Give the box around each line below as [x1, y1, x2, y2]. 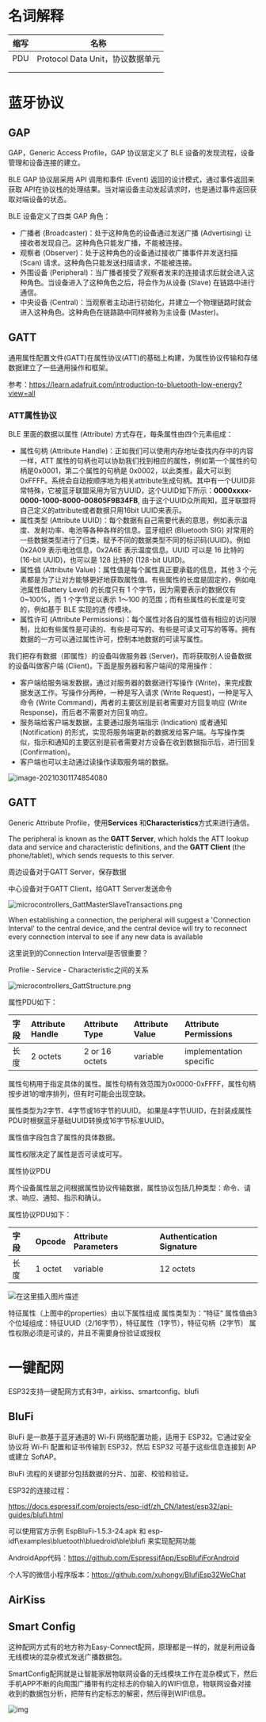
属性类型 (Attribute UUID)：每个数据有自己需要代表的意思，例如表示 [19, 516, 241, 525]
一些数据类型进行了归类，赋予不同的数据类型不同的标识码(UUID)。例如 [19, 536, 251, 545]
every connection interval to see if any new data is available [8, 932, 203, 941]
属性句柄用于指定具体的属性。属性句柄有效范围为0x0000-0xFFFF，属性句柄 [8, 1079, 256, 1088]
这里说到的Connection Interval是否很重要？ [8, 948, 149, 957]
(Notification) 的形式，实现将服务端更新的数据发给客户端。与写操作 [19, 727, 239, 737]
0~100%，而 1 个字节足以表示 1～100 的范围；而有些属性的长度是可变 [19, 595, 246, 605]
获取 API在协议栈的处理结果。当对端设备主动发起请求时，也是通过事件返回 [8, 184, 251, 194]
